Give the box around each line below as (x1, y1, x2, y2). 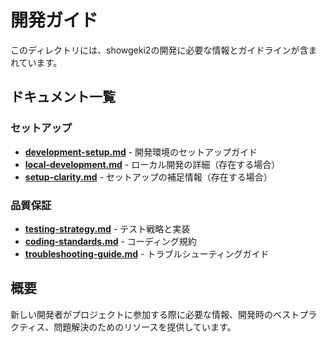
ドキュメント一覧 (10, 89, 116, 106)
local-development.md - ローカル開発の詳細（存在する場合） (24, 158, 281, 170)
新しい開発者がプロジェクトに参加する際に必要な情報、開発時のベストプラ (10, 308, 318, 320)
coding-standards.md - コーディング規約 (24, 235, 197, 247)
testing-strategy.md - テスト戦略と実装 (24, 222, 191, 235)
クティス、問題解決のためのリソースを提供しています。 (10, 321, 237, 333)
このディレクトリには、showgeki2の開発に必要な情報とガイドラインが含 (10, 44, 309, 56)
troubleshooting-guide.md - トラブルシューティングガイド (24, 247, 270, 260)
